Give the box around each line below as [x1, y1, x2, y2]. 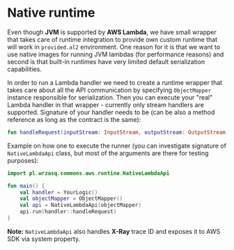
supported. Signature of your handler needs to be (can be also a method [7, 108, 215, 116]
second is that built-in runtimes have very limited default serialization [7, 57, 205, 65]
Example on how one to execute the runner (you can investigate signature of [7, 141, 226, 150]
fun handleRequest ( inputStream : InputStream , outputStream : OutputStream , [7, 129, 229, 136]
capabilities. [7, 65, 42, 73]
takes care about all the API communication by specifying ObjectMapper [7, 86, 212, 94]
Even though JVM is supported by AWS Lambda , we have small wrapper [7, 28, 217, 36]
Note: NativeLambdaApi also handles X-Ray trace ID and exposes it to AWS [7, 227, 221, 235]
